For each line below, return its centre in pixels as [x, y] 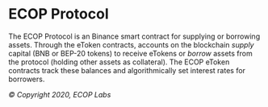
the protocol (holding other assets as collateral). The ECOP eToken [119, 62]
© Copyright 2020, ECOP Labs [60, 94]
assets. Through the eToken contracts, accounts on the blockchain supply [131, 44]
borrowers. [27, 79]
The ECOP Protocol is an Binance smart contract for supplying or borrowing [134, 36]
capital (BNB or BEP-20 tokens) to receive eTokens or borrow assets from [130, 53]
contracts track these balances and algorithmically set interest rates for [127, 70]
